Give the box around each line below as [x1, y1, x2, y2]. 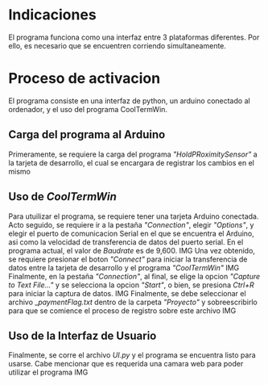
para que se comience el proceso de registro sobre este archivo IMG [8, 305, 237, 316]
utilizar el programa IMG [8, 367, 89, 377]
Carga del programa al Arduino [8, 128, 166, 142]
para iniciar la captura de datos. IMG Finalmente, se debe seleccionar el [8, 288, 247, 298]
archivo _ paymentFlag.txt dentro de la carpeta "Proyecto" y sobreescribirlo [8, 297, 258, 307]
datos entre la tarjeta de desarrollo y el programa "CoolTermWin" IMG [8, 262, 240, 272]
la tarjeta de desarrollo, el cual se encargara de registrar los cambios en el [8, 157, 255, 167]
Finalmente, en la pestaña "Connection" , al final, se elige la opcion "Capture [8, 271, 261, 281]
